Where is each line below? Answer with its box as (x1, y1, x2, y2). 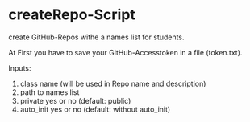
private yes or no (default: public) (19, 96, 131, 105)
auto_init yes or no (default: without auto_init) (19, 104, 171, 114)
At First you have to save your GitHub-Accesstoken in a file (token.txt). (8, 47, 243, 57)
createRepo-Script (8, 6, 135, 24)
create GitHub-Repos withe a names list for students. (8, 32, 185, 42)
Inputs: (8, 63, 31, 73)
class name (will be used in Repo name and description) (19, 79, 206, 88)
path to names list (19, 87, 80, 97)
